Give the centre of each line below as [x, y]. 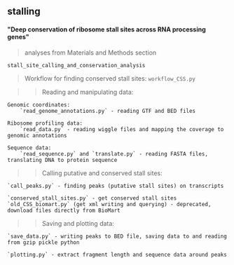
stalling [24, 12]
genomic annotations [37, 135]
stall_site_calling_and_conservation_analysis [76, 65]
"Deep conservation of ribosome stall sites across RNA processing [107, 29]
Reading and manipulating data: [88, 92]
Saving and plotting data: [78, 223]
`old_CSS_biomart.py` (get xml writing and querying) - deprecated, [109, 204]
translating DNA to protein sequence [62, 160]
